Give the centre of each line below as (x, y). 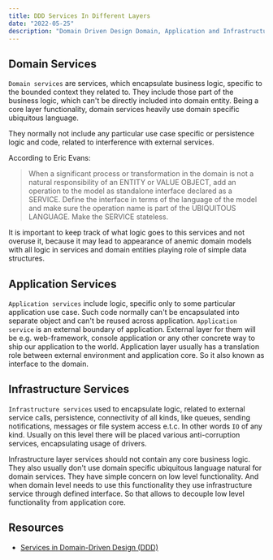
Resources (36, 528)
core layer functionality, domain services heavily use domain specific (124, 110)
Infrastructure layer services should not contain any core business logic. (129, 459)
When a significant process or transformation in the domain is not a (141, 174)
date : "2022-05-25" (41, 24)
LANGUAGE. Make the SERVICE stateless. (98, 217)
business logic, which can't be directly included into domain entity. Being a (134, 101)
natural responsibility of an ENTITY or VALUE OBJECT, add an (132, 183)
